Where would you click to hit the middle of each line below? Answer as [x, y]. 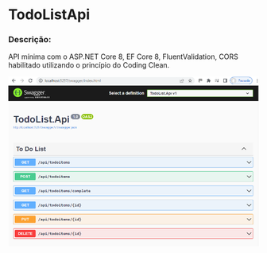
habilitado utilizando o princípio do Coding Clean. [89, 65]
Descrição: [30, 40]
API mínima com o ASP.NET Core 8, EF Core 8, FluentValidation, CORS [123, 56]
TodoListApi [49, 15]
